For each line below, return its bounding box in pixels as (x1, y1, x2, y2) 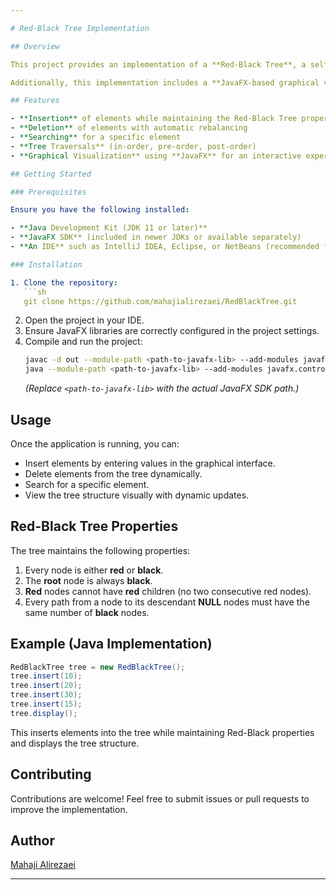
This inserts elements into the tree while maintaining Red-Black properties (10, 726, 315, 738)
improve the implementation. (10, 803, 128, 815)
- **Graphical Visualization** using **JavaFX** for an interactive (10, 151, 302, 161)
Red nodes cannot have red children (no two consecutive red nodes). (24, 585, 312, 597)
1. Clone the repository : (10, 277, 118, 288)
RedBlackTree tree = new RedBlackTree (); (10, 662, 186, 672)
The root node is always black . (24, 574, 153, 586)
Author (10, 832, 55, 850)
